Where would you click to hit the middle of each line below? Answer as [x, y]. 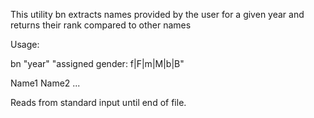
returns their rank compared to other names [101, 25]
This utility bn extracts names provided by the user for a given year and [157, 14]
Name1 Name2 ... [45, 83]
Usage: [25, 44]
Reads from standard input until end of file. [98, 102]
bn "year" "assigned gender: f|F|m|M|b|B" [97, 63]
